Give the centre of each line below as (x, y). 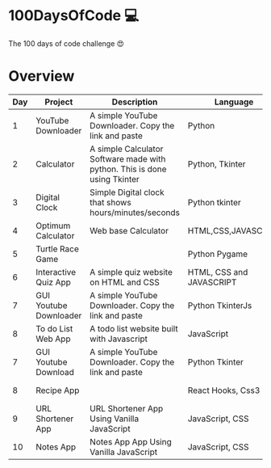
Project (59, 102)
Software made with (128, 158)
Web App (53, 339)
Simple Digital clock (127, 192)
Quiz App (53, 282)
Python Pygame (218, 254)
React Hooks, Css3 (224, 390)
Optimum (53, 226)
